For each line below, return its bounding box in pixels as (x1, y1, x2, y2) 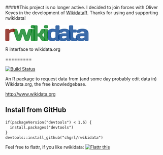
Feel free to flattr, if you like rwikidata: (5, 144, 84, 150)
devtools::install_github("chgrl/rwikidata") (5, 135, 103, 140)
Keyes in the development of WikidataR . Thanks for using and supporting (5, 10, 158, 16)
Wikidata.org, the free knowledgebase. (5, 81, 87, 87)
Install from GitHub (5, 106, 67, 114)
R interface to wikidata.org (5, 46, 61, 52)
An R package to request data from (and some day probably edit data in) (5, 76, 157, 82)
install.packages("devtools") (10, 125, 74, 130)
